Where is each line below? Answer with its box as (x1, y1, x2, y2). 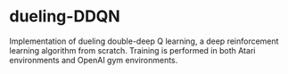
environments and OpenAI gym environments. (9, 54, 178, 65)
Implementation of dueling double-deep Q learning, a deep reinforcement (9, 36, 279, 46)
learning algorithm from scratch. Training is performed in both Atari (9, 45, 256, 55)
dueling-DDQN (9, 6, 120, 27)
